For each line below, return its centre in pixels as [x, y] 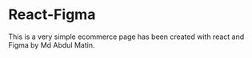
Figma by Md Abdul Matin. [52, 44]
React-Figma [52, 15]
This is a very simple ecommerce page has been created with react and [126, 37]
